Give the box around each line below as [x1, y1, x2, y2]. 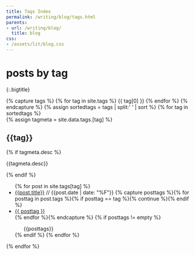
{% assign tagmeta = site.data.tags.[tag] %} [6, 115, 113, 123]
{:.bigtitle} [6, 86, 31, 93]
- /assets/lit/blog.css [6, 42, 65, 47]
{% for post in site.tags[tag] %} [14, 182, 91, 189]
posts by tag [6, 67, 68, 80]
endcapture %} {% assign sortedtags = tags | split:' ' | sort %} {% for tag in [6, 103, 189, 110]
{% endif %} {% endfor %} [14, 231, 80, 238]
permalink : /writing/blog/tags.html [6, 14, 96, 20]
